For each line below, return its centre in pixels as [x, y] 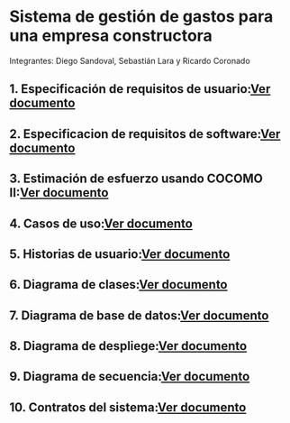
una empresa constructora [111, 36]
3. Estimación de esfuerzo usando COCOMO [136, 179]
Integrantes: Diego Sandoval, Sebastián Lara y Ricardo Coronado [130, 60]
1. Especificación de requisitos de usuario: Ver [140, 89]
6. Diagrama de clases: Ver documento [118, 285]
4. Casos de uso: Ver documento [101, 223]
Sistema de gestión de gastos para [141, 17]
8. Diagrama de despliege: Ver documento [128, 346]
